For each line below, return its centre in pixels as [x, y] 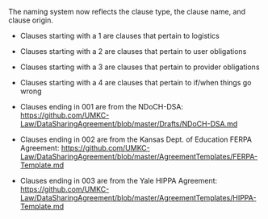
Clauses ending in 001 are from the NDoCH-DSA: [102, 107]
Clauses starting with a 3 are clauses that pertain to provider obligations [140, 67]
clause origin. [31, 20]
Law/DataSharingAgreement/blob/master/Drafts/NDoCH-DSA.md [129, 124]
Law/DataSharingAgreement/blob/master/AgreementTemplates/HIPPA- [138, 198]
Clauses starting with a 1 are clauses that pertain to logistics [119, 36]
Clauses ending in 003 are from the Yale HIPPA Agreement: [119, 181]
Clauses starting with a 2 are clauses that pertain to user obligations [133, 51]
